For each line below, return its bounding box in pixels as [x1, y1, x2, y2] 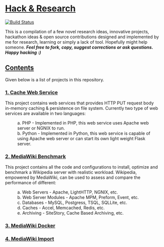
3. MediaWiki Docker [5, 222, 55, 229]
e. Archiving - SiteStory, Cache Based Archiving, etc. [17, 210, 124, 216]
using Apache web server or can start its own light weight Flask [17, 136, 145, 142]
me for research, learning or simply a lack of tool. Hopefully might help [5, 39, 148, 45]
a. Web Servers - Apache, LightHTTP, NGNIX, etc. [17, 189, 118, 195]
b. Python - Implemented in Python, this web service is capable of [17, 130, 151, 136]
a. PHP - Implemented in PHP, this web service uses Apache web [17, 120, 149, 126]
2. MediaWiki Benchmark [5, 153, 66, 160]
